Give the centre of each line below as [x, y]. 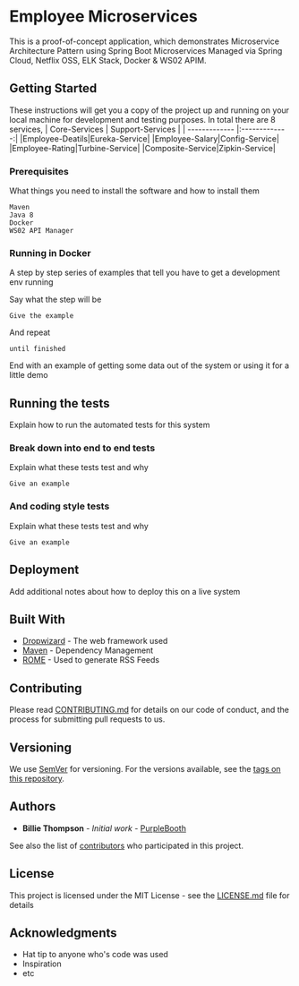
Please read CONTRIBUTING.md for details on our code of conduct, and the [149, 710]
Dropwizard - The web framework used [95, 641]
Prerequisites [39, 171]
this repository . [37, 778]
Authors [33, 806]
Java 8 [21, 215]
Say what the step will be [56, 300]
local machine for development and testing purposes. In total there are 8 [142, 119]
